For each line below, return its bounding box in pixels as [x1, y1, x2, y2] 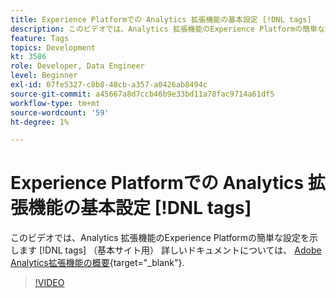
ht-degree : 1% [10, 117, 70, 127]
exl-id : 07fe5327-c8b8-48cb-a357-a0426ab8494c [10, 80, 208, 90]
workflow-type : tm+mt [10, 98, 101, 108]
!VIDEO [34, 277, 65, 289]
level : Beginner [10, 71, 78, 81]
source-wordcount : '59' [10, 107, 110, 118]
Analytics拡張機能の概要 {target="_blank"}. [10, 257, 185, 269]
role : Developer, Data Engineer [10, 61, 145, 71]
